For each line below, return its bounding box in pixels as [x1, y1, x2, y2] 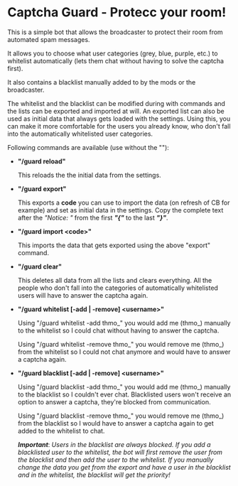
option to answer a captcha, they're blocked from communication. [17, 397, 211, 406]
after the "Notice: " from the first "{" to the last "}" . [17, 213, 168, 222]
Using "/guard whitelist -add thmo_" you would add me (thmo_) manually [17, 318, 231, 327]
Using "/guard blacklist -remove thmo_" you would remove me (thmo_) [17, 411, 225, 420]
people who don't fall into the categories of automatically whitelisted [17, 283, 219, 292]
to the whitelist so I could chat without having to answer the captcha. [17, 326, 220, 335]
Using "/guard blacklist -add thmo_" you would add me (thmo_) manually [17, 382, 231, 391]
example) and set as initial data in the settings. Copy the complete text [17, 205, 224, 214]
